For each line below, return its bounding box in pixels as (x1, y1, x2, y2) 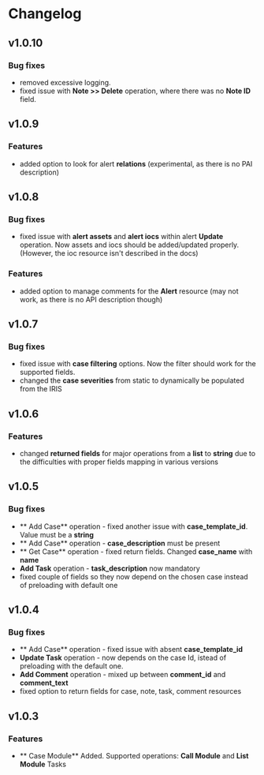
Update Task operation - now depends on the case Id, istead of (19, 653, 227, 663)
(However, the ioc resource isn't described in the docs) (19, 249, 199, 258)
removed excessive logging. (19, 77, 112, 87)
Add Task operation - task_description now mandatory (19, 563, 201, 573)
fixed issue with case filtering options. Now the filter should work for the (19, 359, 256, 369)
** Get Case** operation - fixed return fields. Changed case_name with (19, 546, 253, 556)
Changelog (8, 5, 82, 23)
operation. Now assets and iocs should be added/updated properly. (19, 240, 240, 249)
